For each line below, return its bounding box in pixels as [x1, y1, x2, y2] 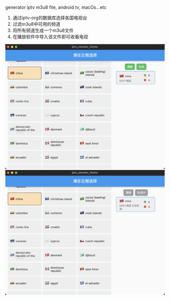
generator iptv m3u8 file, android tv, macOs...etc [5, 5, 107, 10]
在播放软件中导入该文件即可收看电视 [12, 34, 89, 39]
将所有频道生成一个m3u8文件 [12, 27, 74, 33]
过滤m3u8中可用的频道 [12, 21, 61, 27]
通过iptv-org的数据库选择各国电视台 [12, 15, 88, 21]
